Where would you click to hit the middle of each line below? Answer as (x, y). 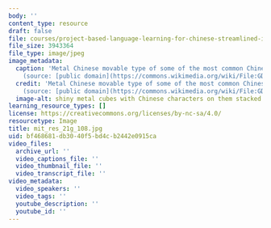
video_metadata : (35, 182)
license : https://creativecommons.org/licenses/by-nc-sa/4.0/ (115, 114)
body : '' (23, 16)
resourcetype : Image (43, 121)
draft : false (30, 31)
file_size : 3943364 (41, 46)
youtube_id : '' (41, 211)
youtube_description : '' (57, 204)
